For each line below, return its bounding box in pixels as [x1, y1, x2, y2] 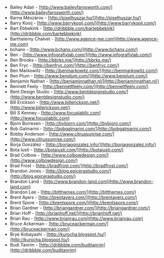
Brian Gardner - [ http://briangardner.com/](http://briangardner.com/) [9, 205, 151, 211]
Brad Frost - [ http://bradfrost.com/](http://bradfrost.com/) [9, 163, 129, 169]
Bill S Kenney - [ [9, 110, 43, 116]
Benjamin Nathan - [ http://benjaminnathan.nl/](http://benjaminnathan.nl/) [9, 78, 160, 84]
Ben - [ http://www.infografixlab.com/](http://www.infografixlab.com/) [9, 52, 152, 58]
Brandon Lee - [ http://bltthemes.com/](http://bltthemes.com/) [9, 189, 137, 195]
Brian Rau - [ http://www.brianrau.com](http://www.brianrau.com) [9, 216, 143, 221]
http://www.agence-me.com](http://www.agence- [56, 36, 159, 42]
